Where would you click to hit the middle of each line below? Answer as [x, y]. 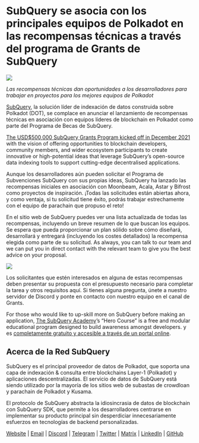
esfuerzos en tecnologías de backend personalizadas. [72, 422]
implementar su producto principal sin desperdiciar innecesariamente [91, 415]
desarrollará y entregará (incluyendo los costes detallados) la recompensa [97, 236]
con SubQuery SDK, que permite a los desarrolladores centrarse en [89, 409]
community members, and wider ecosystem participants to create [87, 150]
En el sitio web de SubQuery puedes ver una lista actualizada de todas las [97, 217]
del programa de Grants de [73, 49]
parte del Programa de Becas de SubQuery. [59, 125]
